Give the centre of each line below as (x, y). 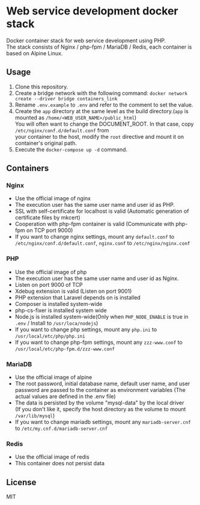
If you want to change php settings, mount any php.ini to (86, 329)
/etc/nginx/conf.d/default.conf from (62, 130)
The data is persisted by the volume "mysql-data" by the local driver (99, 403)
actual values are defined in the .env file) (65, 396)
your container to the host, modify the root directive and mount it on (99, 136)
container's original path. (46, 143)
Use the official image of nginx (53, 198)
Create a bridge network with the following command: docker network (101, 93)
